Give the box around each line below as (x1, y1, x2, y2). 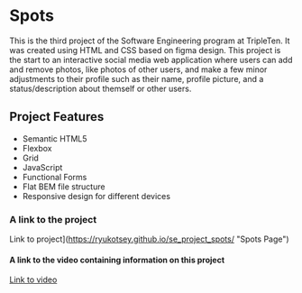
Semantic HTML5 (22, 133, 87, 144)
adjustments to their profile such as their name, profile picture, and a (9, 73, 264, 84)
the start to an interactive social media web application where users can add (9, 54, 293, 65)
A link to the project (9, 213, 97, 225)
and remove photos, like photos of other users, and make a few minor (9, 64, 268, 75)
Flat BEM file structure (22, 181, 105, 192)
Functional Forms (22, 171, 87, 182)
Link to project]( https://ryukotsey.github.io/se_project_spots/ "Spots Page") (9, 233, 290, 244)
